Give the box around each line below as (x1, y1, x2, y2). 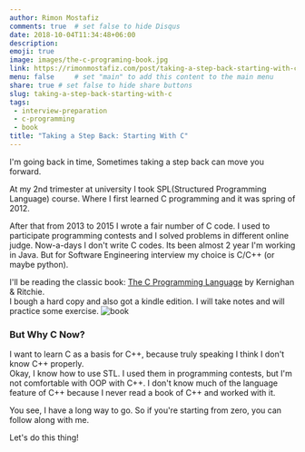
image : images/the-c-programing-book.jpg (9, 55, 169, 64)
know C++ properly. (9, 359, 84, 369)
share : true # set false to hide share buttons (9, 81, 193, 90)
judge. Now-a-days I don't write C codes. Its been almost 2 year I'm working (9, 240, 296, 251)
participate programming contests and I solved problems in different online (9, 230, 289, 241)
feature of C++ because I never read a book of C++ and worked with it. (9, 388, 276, 398)
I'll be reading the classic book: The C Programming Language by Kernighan (9, 276, 295, 287)
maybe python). (9, 259, 69, 270)
